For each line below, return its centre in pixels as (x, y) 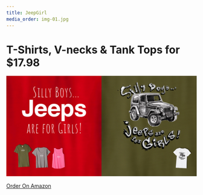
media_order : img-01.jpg (37, 19)
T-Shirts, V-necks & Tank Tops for (93, 50)
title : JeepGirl (27, 13)
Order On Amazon (29, 186)
